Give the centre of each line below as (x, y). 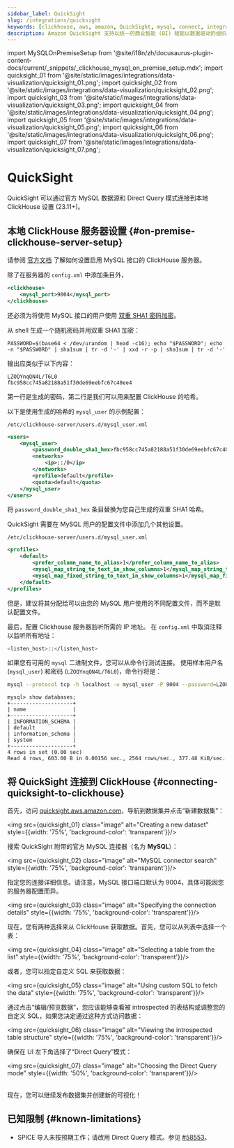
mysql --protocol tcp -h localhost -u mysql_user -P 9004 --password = (112, 685)
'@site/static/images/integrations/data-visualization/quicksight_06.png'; (110, 135)
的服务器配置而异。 (35, 891)
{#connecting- (185, 782)
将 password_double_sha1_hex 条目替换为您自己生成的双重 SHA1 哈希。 (107, 509)
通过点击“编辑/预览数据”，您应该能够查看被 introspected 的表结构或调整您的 (116, 1008)
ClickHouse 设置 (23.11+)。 (46, 207)
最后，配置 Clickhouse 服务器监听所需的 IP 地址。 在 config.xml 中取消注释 (115, 627)
